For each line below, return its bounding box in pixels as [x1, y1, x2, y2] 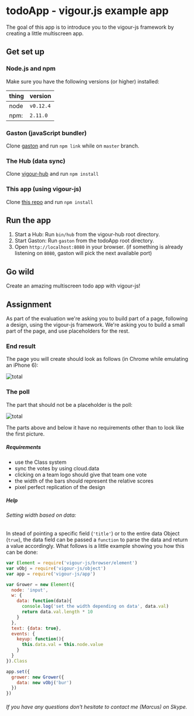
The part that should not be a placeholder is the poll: [6, 401, 133, 408]
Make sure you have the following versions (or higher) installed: [6, 78, 159, 85]
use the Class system [14, 459, 67, 466]
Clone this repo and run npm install [6, 198, 94, 205]
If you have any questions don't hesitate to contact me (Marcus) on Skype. [6, 703, 188, 710]
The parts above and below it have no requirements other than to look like [6, 424, 185, 431]
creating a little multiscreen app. [6, 29, 84, 36]
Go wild [6, 266, 35, 277]
